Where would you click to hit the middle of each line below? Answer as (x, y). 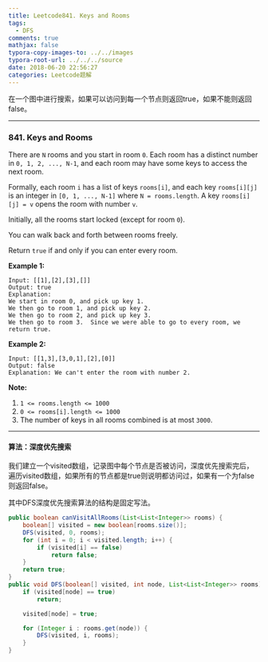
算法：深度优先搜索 (40, 447)
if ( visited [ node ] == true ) (69, 592)
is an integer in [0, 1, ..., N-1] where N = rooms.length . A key (114, 195)
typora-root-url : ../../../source (66, 61)
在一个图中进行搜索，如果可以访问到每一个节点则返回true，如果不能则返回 (130, 99)
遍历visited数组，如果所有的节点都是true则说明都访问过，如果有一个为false (132, 476)
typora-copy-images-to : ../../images (71, 53)
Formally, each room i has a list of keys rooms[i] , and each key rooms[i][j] (133, 187)
